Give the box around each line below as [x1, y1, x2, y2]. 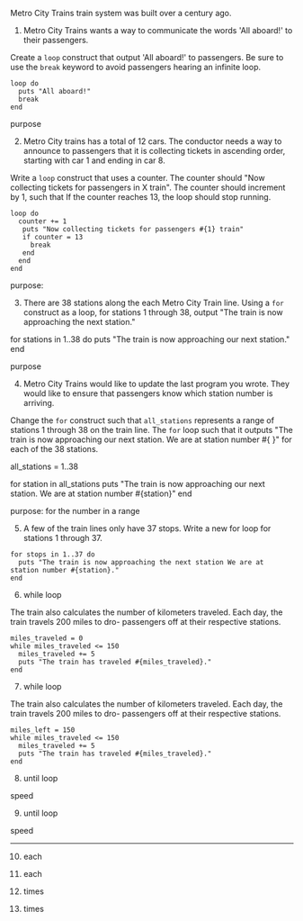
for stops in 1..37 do [10, 550, 95, 559]
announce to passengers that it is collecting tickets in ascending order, [22, 146, 286, 156]
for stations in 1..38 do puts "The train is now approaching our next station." [10, 334, 290, 345]
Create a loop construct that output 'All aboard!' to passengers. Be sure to [10, 52, 284, 62]
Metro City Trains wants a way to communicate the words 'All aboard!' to [22, 25, 293, 35]
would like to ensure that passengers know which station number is [22, 388, 273, 399]
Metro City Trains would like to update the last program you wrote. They [22, 378, 290, 389]
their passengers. [22, 35, 89, 45]
